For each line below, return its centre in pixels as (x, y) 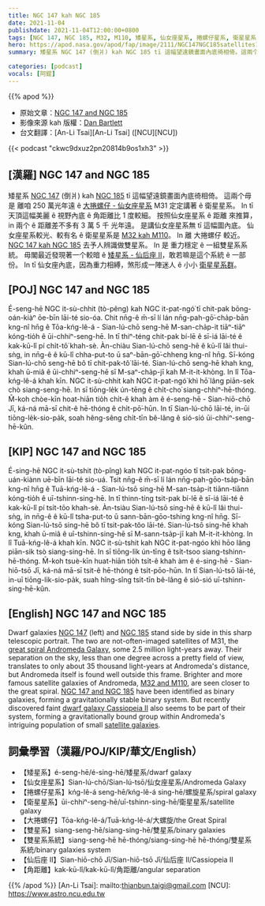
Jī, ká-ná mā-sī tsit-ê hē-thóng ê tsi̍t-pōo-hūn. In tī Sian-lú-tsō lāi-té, (144, 570)
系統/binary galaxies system (65, 849)
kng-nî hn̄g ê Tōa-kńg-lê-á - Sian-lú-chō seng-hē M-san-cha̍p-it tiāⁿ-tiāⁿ (127, 327)
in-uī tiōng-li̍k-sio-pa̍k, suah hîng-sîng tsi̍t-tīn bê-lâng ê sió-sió (110, 580)
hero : (17, 45)
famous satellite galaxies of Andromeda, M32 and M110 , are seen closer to (129, 683)
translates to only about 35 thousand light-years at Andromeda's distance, (129, 666)
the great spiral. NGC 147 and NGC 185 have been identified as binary (121, 691)
